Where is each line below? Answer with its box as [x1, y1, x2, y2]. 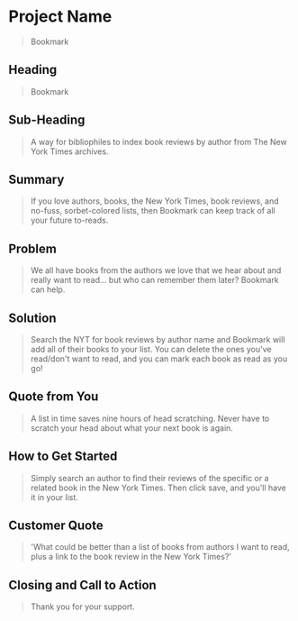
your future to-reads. [30, 215, 109, 226]
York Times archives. [30, 146, 109, 157]
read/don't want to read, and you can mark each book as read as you [30, 353, 288, 364]
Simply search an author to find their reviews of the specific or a [30, 472, 269, 483]
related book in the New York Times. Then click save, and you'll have [30, 482, 287, 493]
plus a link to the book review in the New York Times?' [30, 552, 231, 562]
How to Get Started [8, 449, 118, 464]
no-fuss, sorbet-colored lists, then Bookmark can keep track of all [30, 205, 275, 216]
